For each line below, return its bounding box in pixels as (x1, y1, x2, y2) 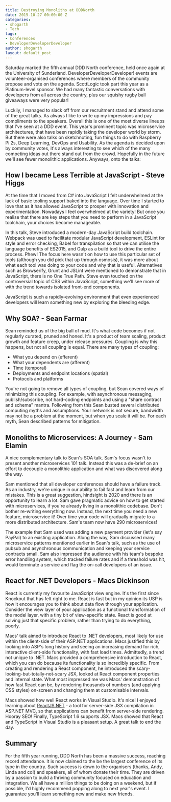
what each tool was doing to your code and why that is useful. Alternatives (5, 262, 162, 268)
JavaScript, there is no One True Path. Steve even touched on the (5, 273, 143, 279)
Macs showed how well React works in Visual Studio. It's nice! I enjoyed (5, 697, 157, 703)
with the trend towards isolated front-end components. (5, 284, 121, 290)
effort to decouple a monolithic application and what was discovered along (5, 466, 162, 472)
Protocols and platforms (12, 376, 64, 382)
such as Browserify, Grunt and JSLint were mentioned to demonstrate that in (5, 267, 166, 274)
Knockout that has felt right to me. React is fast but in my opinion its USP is (5, 595, 163, 602)
